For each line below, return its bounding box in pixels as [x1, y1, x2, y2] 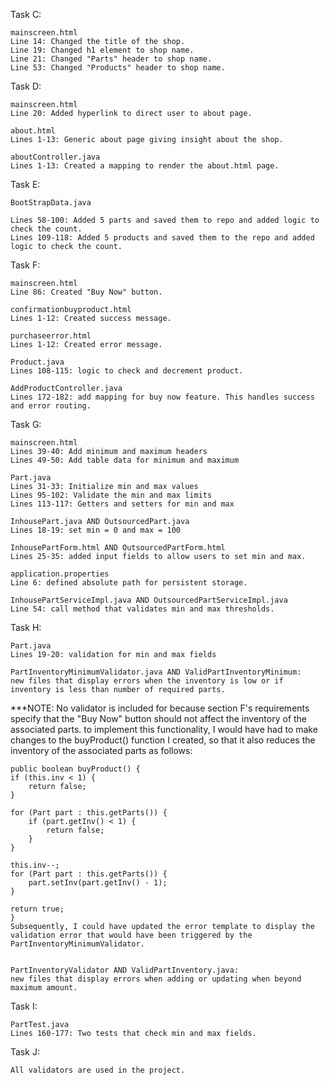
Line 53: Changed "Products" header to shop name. [10, 63, 226, 73]
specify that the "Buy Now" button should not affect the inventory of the [10, 713, 308, 724]
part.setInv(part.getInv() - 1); [28, 878, 168, 888]
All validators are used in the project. [10, 1065, 186, 1075]
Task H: [10, 622, 42, 633]
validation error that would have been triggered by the [10, 930, 253, 940]
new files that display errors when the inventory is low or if [10, 676, 284, 686]
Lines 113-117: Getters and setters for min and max [10, 499, 235, 509]
